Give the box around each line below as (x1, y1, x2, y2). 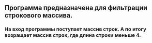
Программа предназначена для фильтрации (4, 4, 148, 12)
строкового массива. (4, 12, 73, 20)
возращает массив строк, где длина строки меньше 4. (4, 32, 141, 39)
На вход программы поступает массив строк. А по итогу (4, 26, 147, 33)
